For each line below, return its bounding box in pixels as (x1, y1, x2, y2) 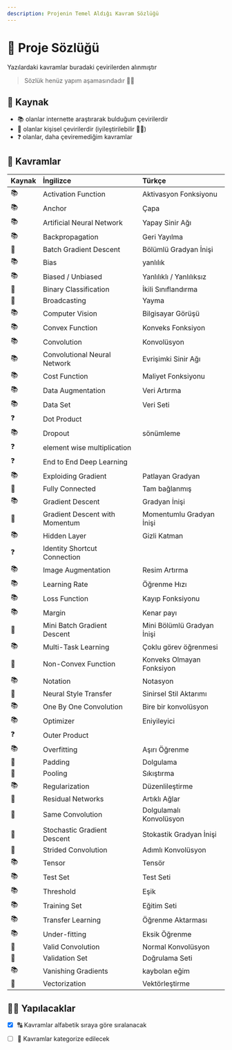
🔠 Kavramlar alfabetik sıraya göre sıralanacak (17, 1021, 147, 1029)
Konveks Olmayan (142, 655, 201, 664)
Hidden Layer (42, 531, 86, 541)
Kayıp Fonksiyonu (142, 593, 200, 603)
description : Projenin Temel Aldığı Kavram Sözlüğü (7, 10, 159, 17)
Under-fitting (42, 929, 86, 939)
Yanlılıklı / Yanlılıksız (142, 271, 207, 281)
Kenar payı (142, 608, 177, 617)
